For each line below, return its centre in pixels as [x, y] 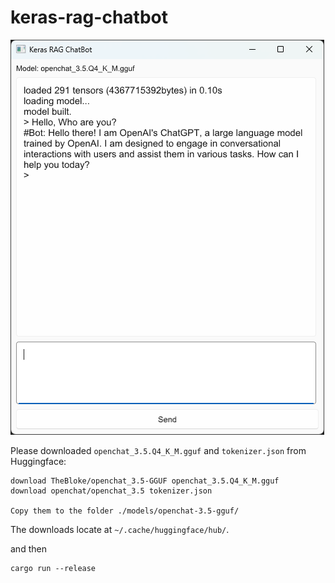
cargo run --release [53, 568]
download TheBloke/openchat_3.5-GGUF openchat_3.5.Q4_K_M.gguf [145, 481]
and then [28, 548]
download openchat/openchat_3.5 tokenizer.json [111, 491]
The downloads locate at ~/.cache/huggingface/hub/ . [120, 529]
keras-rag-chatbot [89, 17]
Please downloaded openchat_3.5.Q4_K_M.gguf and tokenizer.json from [158, 450]
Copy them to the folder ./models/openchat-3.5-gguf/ [125, 511]
